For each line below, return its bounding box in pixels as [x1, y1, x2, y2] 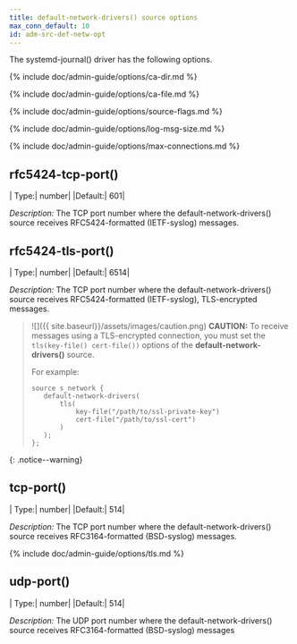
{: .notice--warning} [9, 454, 83, 465]
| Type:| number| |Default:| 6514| [9, 267, 130, 277]
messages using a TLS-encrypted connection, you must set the [30, 330, 266, 341]
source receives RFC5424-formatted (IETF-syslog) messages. [9, 217, 240, 228]
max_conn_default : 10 [9, 21, 90, 30]
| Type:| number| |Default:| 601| [9, 191, 125, 201]
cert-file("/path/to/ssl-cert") [75, 415, 197, 424]
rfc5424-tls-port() [9, 243, 115, 258]
